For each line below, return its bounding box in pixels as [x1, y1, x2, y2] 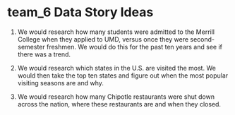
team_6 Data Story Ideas [7, 4, 154, 20]
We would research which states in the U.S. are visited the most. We [17, 63, 217, 72]
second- [190, 35, 215, 43]
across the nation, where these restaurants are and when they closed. [17, 99, 221, 108]
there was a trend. [17, 50, 71, 59]
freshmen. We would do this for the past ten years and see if [46, 42, 222, 51]
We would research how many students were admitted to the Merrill [17, 28, 215, 36]
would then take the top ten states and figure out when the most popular [17, 71, 229, 80]
